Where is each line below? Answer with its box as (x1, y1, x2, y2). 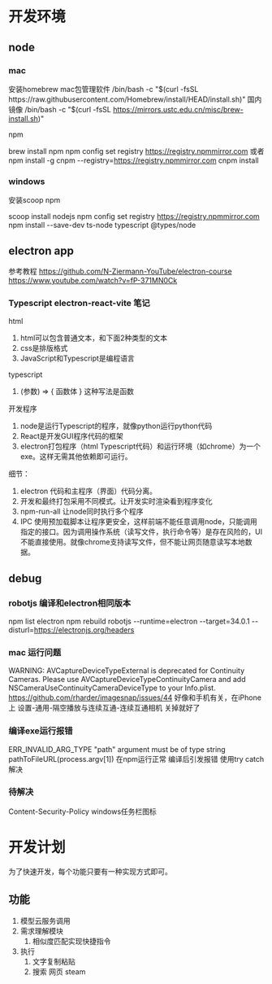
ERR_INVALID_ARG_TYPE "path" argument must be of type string (8, 744, 226, 754)
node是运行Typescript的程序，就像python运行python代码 (19, 421, 213, 431)
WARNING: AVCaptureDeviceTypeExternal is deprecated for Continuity (8, 666, 245, 676)
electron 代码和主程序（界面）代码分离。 (19, 486, 157, 496)
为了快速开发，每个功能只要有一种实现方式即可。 (8, 866, 172, 876)
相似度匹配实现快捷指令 (32, 936, 111, 946)
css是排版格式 (19, 343, 68, 353)
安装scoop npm (8, 195, 61, 205)
